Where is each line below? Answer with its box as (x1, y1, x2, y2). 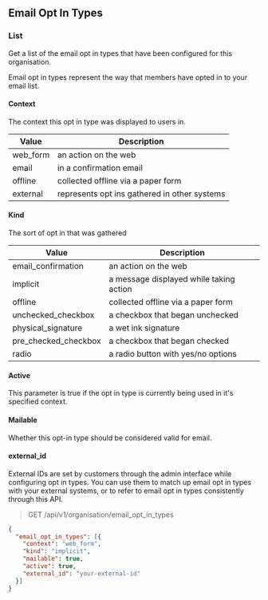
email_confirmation (12, 261, 84, 272)
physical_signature (12, 322, 83, 334)
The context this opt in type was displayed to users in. (8, 116, 186, 126)
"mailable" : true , (22, 555, 84, 563)
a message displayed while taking (108, 274, 235, 285)
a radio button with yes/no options (108, 349, 237, 360)
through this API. (8, 494, 64, 503)
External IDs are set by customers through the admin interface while (8, 468, 232, 478)
